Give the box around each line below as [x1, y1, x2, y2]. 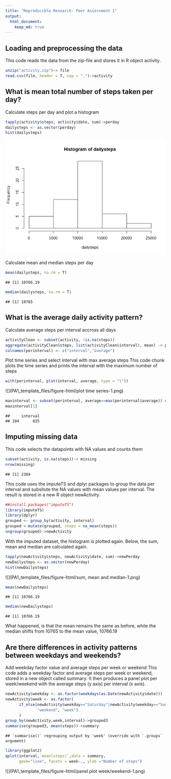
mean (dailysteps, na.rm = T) [5, 270, 67, 275]
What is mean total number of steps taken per [5, 87, 154, 96]
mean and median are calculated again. [5, 543, 88, 549]
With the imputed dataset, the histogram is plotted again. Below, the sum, [5, 538, 159, 544]
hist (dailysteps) [5, 130, 42, 135]
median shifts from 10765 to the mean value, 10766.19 [5, 628, 118, 635]
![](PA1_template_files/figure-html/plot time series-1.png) [5, 388, 124, 394]
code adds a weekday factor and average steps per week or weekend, [5, 670, 153, 676]
